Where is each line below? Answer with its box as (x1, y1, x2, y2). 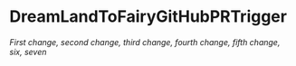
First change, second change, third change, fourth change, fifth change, (9, 36, 281, 47)
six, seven (9, 46, 47, 57)
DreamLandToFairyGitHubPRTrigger (9, 6, 288, 27)
